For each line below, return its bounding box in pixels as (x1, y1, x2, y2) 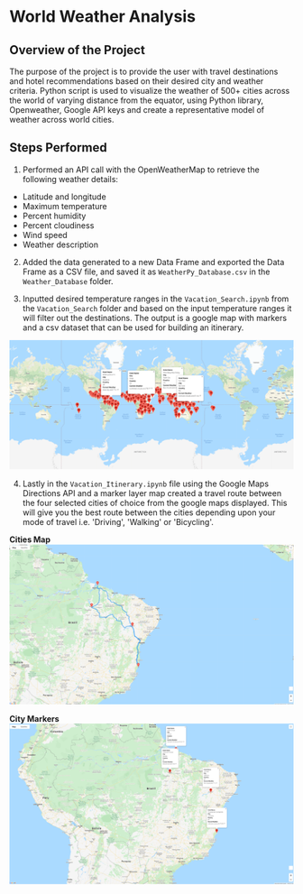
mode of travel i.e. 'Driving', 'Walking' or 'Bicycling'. (22, 516, 215, 527)
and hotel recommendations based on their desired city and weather (9, 76, 264, 87)
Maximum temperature (22, 200, 107, 211)
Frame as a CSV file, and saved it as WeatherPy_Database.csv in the (22, 266, 271, 277)
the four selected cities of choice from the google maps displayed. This (22, 497, 288, 508)
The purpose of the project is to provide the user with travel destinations (9, 66, 279, 77)
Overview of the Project (9, 42, 146, 58)
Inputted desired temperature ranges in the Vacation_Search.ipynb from (22, 293, 289, 304)
